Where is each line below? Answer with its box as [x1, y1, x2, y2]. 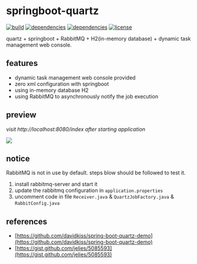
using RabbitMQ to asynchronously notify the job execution [14, 93, 159, 100]
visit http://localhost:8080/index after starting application [6, 126, 146, 133]
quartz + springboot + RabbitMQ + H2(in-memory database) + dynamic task [6, 35, 191, 42]
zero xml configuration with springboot [14, 80, 109, 87]
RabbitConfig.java [14, 200, 60, 207]
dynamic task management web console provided [14, 74, 136, 81]
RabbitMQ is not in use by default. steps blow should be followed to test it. [6, 169, 186, 176]
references [6, 216, 48, 226]
